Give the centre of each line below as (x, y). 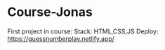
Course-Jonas (50, 12)
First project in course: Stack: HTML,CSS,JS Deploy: (83, 31)
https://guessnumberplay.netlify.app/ (61, 38)
